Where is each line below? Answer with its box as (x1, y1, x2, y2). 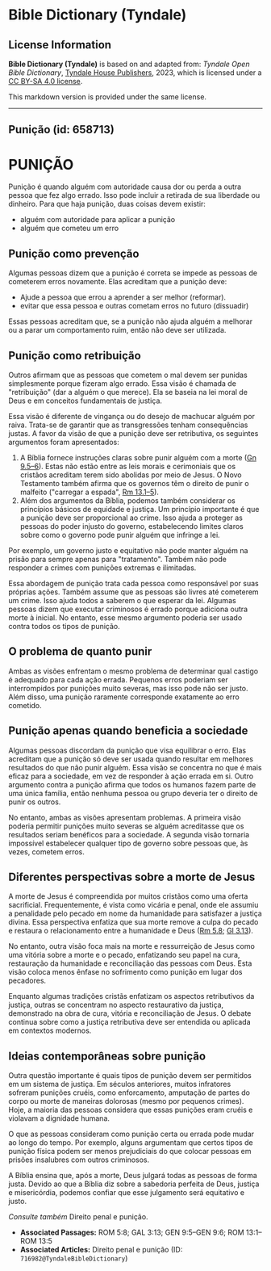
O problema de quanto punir (8, 644, 152, 659)
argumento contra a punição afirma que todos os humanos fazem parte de (8, 779, 256, 789)
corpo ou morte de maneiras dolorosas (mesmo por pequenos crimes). (8, 1097, 244, 1106)
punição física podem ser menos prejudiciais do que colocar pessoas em (8, 1147, 252, 1156)
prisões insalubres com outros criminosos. (8, 1155, 150, 1164)
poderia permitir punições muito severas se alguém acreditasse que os (8, 821, 244, 831)
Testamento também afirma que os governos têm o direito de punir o (19, 478, 249, 488)
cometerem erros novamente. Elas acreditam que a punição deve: (8, 277, 227, 287)
